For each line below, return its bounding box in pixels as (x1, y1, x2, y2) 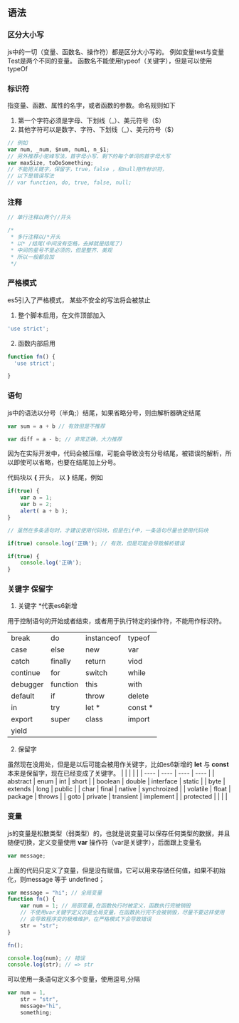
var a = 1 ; (20, 494, 53, 501)
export (11, 714, 33, 724)
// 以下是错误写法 (7, 173, 55, 180)
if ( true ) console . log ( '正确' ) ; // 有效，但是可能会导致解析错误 (7, 540, 185, 547)
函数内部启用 (17, 339, 55, 347)
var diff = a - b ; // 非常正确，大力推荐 (7, 436, 122, 443)
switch (85, 668, 108, 678)
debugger (11, 679, 44, 689)
